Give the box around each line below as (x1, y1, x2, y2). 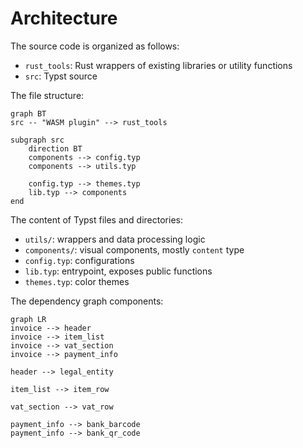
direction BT (28, 143, 83, 154)
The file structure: (10, 89, 85, 101)
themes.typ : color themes (24, 275, 130, 287)
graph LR (10, 314, 47, 324)
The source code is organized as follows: (10, 40, 180, 52)
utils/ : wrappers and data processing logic (24, 233, 206, 245)
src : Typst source (24, 70, 98, 82)
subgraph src (10, 135, 65, 145)
